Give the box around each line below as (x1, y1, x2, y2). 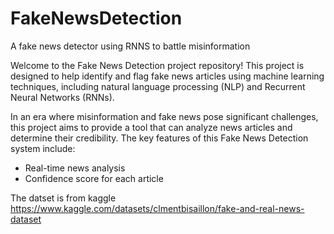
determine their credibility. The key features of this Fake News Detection (10, 132, 309, 144)
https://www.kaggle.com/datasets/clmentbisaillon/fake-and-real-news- (10, 202, 305, 214)
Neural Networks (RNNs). (10, 91, 115, 103)
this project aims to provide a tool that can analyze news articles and (10, 121, 293, 133)
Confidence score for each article (24, 172, 164, 184)
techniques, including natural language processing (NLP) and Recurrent (10, 80, 306, 92)
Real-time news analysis (24, 162, 126, 174)
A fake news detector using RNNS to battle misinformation (10, 40, 251, 52)
